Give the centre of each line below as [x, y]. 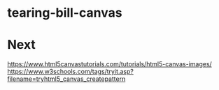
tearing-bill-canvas [65, 13]
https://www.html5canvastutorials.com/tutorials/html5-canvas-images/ [109, 64]
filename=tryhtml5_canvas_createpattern [66, 79]
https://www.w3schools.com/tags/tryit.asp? [71, 72]
